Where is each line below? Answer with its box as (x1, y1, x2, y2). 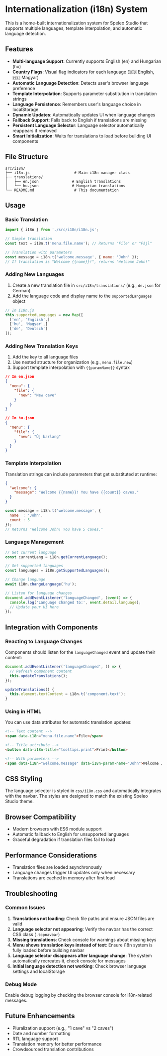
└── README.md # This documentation (5, 188, 119, 193)
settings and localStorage (12, 968, 65, 974)
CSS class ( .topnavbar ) (12, 931, 60, 937)
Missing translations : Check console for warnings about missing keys (12, 937, 157, 942)
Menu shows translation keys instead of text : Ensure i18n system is (12, 942, 153, 948)
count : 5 (9, 517, 30, 522)
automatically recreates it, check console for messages (12, 957, 126, 964)
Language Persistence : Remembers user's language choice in (12, 101, 141, 107)
